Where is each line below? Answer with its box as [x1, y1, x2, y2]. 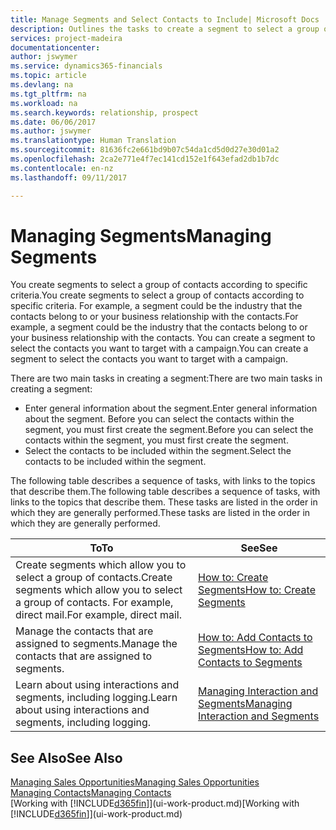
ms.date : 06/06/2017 [10, 117, 97, 127]
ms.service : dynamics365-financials [10, 61, 163, 71]
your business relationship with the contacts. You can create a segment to [10, 332, 316, 344]
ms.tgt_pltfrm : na [10, 89, 87, 99]
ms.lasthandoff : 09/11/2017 [10, 172, 128, 183]
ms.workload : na [10, 98, 78, 108]
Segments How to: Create [198, 583, 316, 597]
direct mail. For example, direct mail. [15, 608, 182, 622]
